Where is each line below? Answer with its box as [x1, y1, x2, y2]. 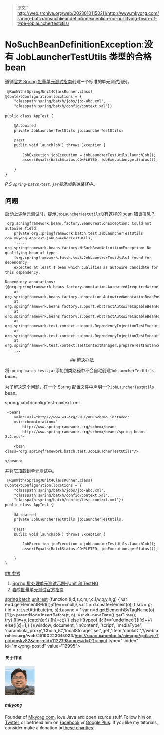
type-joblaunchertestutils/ [17, 20, 70, 26]
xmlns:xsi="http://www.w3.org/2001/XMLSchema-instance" [14, 415, 130, 419]
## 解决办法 [70, 357, 94, 363]
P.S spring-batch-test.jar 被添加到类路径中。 [5, 181, 98, 187]
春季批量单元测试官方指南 [12, 586, 64, 592]
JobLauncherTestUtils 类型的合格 [15, 51, 152, 62]
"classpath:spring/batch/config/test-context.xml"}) [14, 497, 123, 502]
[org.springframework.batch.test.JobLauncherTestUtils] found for [14, 255, 152, 260]
